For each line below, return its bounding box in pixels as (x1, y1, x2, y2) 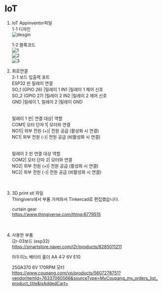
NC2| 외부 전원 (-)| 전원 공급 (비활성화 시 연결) (11, 169, 101, 175)
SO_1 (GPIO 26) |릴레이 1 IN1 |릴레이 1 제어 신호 (11, 86, 103, 92)
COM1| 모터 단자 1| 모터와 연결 (11, 121, 71, 127)
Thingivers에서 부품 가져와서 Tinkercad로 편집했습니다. (11, 196, 119, 202)
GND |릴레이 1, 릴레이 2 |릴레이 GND (11, 99, 83, 105)
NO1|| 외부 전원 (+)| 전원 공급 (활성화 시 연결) (11, 128, 99, 134)
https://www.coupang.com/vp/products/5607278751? (11, 270, 121, 276)
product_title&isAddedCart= (11, 280, 68, 286)
